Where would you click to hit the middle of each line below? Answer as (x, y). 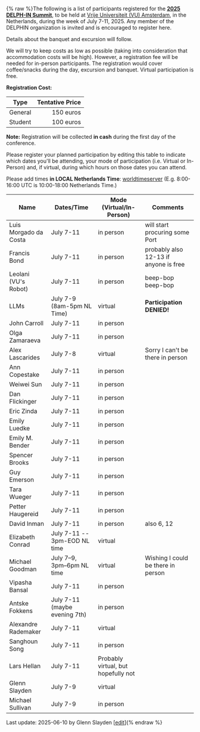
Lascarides (25, 357)
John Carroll (26, 323)
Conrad (20, 545)
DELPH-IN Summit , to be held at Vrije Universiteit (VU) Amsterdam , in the (96, 15)
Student (20, 122)
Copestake (24, 375)
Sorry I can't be (167, 350)
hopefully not (116, 673)
